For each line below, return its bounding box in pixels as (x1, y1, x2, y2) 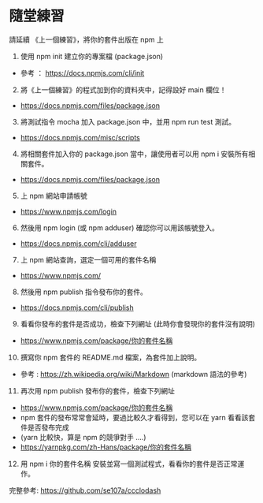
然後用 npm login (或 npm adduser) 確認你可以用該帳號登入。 (20, 222, 219, 233)
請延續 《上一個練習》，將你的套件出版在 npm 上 (9, 35, 164, 44)
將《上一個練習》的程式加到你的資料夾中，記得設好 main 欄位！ (20, 84, 227, 95)
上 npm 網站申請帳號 (20, 191, 87, 200)
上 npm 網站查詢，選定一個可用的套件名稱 (20, 255, 157, 264)
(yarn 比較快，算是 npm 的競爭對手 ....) (20, 432, 146, 442)
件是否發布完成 (20, 423, 69, 432)
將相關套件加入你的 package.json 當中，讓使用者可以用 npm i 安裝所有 (20, 149, 249, 158)
